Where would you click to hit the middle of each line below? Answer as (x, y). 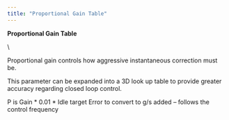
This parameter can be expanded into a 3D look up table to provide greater (114, 81)
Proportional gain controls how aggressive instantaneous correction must (112, 60)
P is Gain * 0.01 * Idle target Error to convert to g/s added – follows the (109, 102)
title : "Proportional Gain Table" (57, 14)
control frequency (33, 109)
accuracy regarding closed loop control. (64, 88)
